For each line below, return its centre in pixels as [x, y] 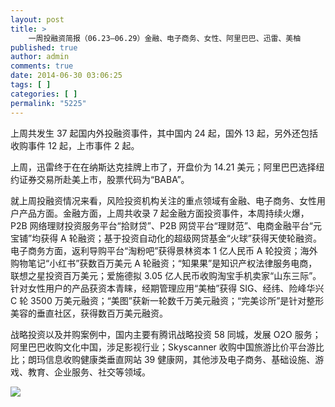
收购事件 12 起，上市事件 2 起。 [75, 145]
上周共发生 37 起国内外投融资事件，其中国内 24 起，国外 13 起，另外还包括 [164, 133]
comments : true [42, 66]
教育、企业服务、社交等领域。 [89, 372]
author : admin [40, 57]
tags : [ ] [31, 85]
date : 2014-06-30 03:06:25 [66, 76]
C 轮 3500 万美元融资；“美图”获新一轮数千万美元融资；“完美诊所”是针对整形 [167, 300]
